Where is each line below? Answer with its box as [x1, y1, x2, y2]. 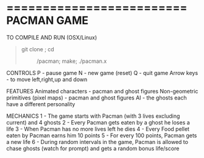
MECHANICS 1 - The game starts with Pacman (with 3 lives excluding [6, 112, 180, 120]
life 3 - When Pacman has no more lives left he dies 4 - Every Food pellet [6, 125, 190, 132]
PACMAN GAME [6, 13, 89, 27]
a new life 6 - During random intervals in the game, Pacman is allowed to [6, 138, 189, 145]
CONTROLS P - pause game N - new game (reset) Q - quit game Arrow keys [6, 69, 199, 76]
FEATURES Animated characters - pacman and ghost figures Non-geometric [6, 87, 199, 95]
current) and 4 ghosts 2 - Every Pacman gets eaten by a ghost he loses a [6, 118, 190, 126]
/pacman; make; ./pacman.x [36, 57, 107, 65]
